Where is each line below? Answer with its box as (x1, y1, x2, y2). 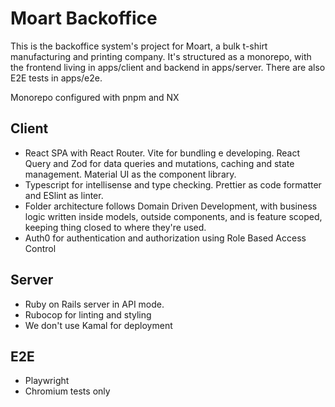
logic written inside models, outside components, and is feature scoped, (24, 210, 323, 222)
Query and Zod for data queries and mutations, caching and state (24, 157, 295, 169)
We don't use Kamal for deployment (24, 319, 173, 331)
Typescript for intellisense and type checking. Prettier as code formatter (24, 178, 322, 191)
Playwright (24, 375, 70, 387)
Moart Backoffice (10, 7, 158, 30)
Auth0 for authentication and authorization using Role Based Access (24, 232, 307, 244)
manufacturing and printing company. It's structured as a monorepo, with (10, 50, 312, 62)
